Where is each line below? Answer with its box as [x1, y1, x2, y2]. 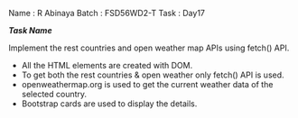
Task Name [8, 25, 52, 35]
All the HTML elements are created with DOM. [21, 60, 193, 70]
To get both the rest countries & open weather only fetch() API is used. [21, 69, 285, 80]
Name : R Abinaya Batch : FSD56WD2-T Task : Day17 [8, 8, 205, 18]
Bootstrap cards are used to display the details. [21, 98, 198, 109]
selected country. [21, 89, 88, 99]
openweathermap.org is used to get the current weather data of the [21, 79, 274, 89]
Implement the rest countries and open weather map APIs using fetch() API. [8, 42, 290, 53]
